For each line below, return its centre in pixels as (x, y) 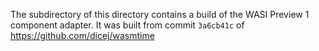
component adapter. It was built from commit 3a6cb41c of (127, 25)
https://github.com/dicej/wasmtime (82, 35)
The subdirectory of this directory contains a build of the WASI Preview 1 (160, 14)
